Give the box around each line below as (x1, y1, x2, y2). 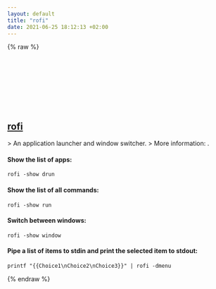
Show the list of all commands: (7, 185, 99, 194)
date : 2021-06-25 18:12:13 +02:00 (7, 23, 109, 30)
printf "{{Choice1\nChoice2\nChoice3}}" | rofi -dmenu (7, 262, 172, 269)
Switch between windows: (7, 216, 87, 225)
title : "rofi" (7, 17, 49, 24)
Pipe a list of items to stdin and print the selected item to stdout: (7, 247, 198, 255)
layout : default (7, 10, 55, 18)
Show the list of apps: (7, 155, 72, 164)
